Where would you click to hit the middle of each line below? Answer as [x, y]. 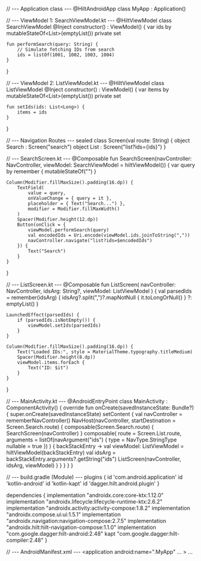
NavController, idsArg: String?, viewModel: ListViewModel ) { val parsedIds [99, 291]
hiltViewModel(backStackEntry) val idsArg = [61, 453]
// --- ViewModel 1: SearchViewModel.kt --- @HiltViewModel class [89, 20]
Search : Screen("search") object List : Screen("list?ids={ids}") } [86, 147]
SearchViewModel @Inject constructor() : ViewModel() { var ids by [89, 27]
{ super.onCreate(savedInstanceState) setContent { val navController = [94, 414]
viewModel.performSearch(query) [69, 230]
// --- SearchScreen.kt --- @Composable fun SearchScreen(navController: [99, 159]
